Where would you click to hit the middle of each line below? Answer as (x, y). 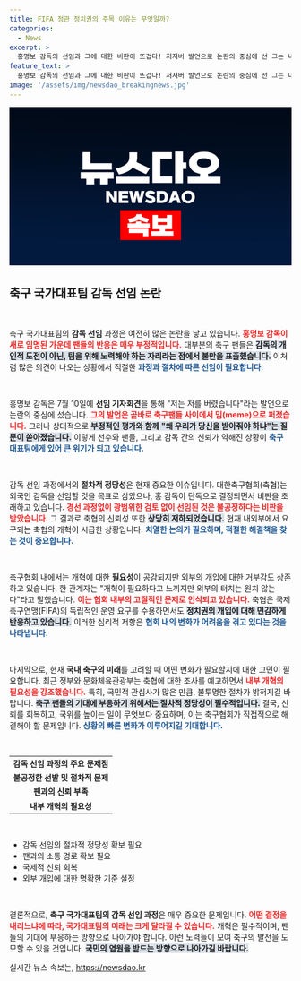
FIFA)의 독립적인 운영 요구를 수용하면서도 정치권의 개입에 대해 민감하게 (163, 611)
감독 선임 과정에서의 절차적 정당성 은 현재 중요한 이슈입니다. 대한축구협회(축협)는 (148, 485)
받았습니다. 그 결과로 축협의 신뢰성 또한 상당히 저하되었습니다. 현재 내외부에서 (145, 519)
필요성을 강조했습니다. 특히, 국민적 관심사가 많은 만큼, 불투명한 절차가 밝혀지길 (146, 692)
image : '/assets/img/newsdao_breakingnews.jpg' (100, 85)
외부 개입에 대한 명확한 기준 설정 (78, 879)
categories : (31, 28)
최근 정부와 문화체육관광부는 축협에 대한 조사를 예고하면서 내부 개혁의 (163, 681)
